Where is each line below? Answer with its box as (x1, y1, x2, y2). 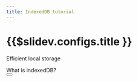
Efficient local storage (6, 55, 61, 62)
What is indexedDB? (6, 66, 56, 74)
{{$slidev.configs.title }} (6, 34, 133, 48)
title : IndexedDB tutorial (6, 8, 74, 15)
